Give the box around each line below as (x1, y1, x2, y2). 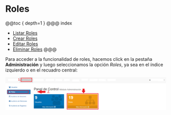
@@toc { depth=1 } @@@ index (5, 20, 72, 26)
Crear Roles (12, 35, 38, 41)
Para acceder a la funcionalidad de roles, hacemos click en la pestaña (5, 56, 153, 62)
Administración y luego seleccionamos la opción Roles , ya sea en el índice (5, 61, 163, 67)
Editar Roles (12, 40, 38, 47)
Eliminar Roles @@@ (12, 46, 57, 52)
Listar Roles (12, 30, 38, 36)
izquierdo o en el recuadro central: (5, 67, 78, 73)
